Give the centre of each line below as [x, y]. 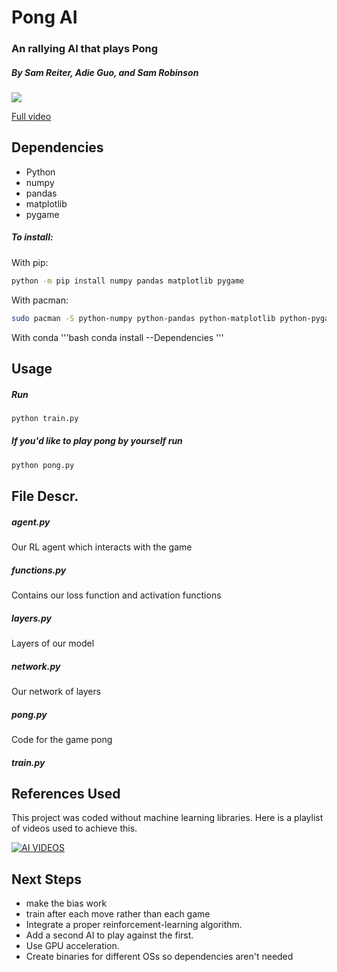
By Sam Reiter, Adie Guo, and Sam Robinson [105, 72]
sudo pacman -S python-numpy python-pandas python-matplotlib [143, 318]
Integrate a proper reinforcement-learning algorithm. [134, 925]
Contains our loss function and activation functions [116, 595]
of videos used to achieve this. [74, 828]
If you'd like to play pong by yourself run [97, 441]
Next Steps [46, 879]
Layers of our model [53, 643]
